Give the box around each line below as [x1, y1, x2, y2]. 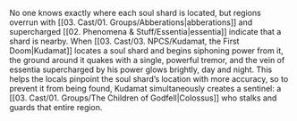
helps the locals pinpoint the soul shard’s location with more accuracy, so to [9, 74, 289, 84]
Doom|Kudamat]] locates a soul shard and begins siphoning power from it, [9, 45, 284, 56]
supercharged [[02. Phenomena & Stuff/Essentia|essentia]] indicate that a [9, 27, 282, 36]
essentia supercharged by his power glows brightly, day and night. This [9, 64, 273, 75]
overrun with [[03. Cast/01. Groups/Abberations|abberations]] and [9, 17, 253, 28]
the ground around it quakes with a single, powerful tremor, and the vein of [9, 55, 285, 65]
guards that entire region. [9, 102, 103, 112]
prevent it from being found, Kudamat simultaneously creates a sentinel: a [9, 84, 282, 93]
